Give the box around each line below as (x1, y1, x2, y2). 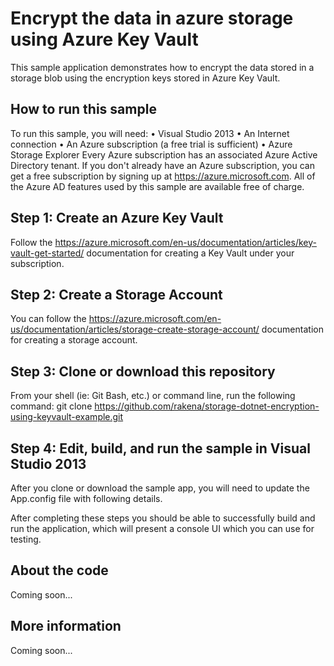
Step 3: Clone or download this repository (10, 363, 276, 380)
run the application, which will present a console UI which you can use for (10, 523, 315, 534)
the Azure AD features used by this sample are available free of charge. (10, 180, 305, 192)
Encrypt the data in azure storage (10, 7, 294, 30)
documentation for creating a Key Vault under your (86, 247, 295, 259)
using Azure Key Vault (10, 28, 199, 51)
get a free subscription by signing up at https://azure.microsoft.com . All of (10, 170, 316, 182)
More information (10, 618, 122, 635)
